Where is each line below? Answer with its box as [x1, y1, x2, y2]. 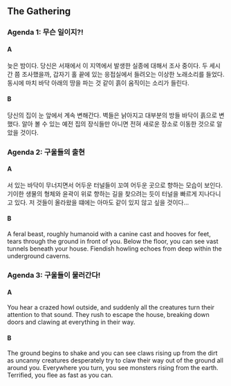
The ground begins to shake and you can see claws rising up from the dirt [7, 349, 218, 358]
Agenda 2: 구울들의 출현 [7, 147, 85, 157]
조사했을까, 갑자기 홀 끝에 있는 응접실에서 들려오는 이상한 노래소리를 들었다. [21, 70, 225, 78]
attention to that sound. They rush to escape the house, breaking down [7, 311, 210, 319]
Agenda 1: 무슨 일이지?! [7, 28, 84, 37]
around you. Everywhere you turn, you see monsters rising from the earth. [7, 364, 219, 372]
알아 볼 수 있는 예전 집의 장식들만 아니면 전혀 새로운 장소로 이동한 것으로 [21, 119, 216, 128]
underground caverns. [7, 252, 71, 260]
